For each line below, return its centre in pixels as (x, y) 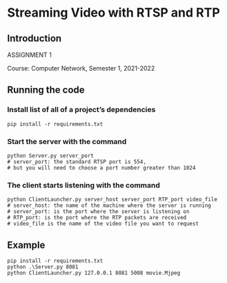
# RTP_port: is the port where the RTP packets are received (97, 218)
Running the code (46, 90)
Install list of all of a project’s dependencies (81, 110)
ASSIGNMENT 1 (29, 55)
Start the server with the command (67, 141)
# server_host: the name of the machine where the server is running (109, 206)
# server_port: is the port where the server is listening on (98, 212)
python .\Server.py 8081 (43, 267)
